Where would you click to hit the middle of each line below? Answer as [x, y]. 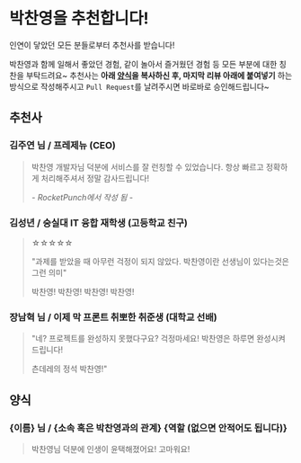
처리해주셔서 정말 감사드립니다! [95, 178]
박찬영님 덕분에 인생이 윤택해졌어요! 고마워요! [111, 449]
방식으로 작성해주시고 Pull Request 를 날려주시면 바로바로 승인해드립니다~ [139, 86]
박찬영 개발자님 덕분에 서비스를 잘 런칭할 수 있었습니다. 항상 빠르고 [147, 166]
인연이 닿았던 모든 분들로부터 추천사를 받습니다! [92, 45]
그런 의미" [49, 272]
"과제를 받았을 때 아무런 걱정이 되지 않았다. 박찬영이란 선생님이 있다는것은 [160, 261]
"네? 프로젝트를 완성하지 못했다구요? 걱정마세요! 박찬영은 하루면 [143, 339]
